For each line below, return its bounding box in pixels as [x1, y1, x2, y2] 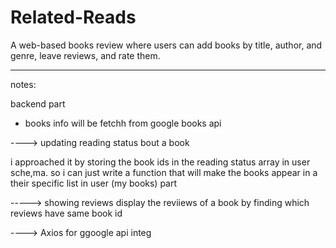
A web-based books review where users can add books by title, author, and [10, 39, 323, 51]
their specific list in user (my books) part [10, 177, 178, 189]
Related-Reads [10, 6, 137, 29]
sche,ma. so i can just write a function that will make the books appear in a [10, 166, 318, 178]
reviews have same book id [10, 207, 123, 219]
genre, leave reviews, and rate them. [10, 49, 161, 61]
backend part [10, 97, 66, 110]
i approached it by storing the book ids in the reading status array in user [10, 156, 311, 168]
